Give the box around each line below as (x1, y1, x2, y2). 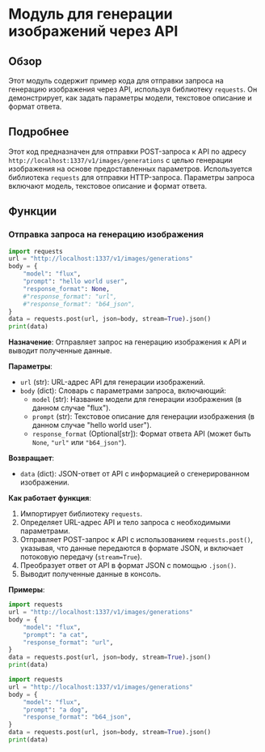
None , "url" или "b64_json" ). (32, 438, 127, 447)
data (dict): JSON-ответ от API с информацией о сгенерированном (19, 469, 250, 479)
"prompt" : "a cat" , (23, 630, 89, 639)
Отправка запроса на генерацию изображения (8, 229, 204, 240)
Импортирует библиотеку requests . (19, 509, 143, 519)
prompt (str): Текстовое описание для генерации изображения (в (32, 412, 254, 421)
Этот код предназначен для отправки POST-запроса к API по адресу (8, 147, 246, 156)
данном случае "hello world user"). (32, 421, 152, 430)
